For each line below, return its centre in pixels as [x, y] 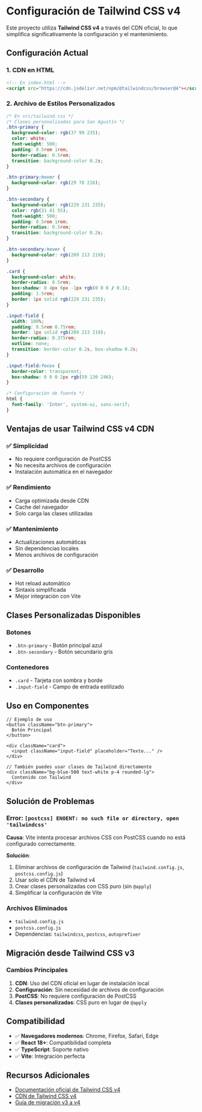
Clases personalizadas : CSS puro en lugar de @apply [81, 1002]
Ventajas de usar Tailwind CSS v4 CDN [80, 429]
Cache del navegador [41, 507]
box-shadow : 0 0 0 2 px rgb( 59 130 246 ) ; [63, 377]
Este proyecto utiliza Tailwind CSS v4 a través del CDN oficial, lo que [92, 28]
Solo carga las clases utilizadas [54, 513]
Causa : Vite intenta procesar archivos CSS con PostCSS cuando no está [96, 837]
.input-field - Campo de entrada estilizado [69, 687]
